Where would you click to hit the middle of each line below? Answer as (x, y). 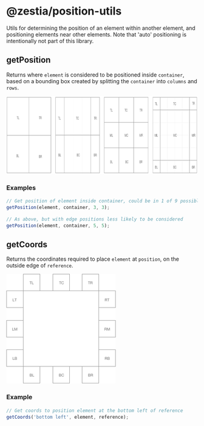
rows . (13, 88)
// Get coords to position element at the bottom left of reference (95, 411)
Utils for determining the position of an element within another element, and (101, 28)
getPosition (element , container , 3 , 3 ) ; (58, 207)
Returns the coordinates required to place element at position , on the (93, 259)
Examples (21, 188)
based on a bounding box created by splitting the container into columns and (102, 81)
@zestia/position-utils (64, 11)
